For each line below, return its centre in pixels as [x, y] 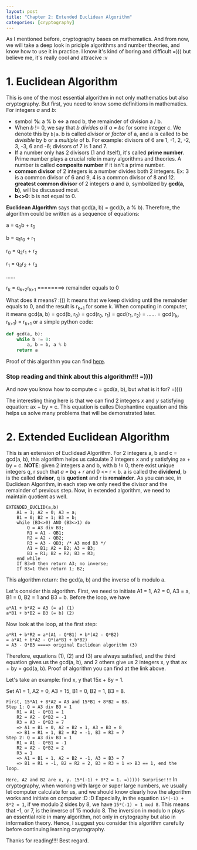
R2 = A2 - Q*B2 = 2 [40, 748]
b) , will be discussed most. [47, 190]
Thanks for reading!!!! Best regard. [47, 841]
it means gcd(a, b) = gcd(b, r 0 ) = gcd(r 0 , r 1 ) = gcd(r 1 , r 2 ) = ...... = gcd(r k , [93, 315]
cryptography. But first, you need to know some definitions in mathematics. [97, 104]
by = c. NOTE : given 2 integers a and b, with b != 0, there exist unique [90, 465]
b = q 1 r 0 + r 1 [21, 239]
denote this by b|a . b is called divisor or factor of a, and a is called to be [101, 134]
